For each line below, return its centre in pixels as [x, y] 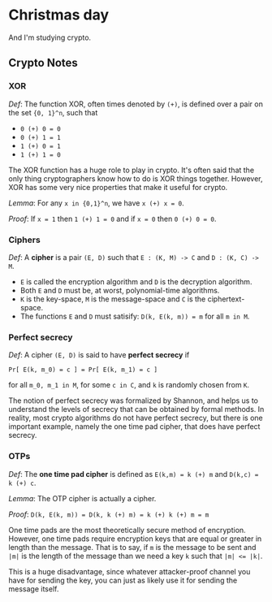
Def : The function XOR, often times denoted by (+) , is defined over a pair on [136, 104]
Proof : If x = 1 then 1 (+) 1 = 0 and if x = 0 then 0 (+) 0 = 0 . [112, 219]
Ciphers [24, 240]
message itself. [34, 589]
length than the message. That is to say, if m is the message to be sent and [132, 547]
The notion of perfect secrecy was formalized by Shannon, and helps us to [133, 401]
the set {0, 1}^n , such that [53, 112]
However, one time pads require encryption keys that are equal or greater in [135, 539]
